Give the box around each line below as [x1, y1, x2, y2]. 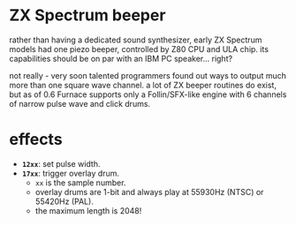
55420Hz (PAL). [34, 196, 95, 206]
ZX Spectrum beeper [9, 5, 166, 26]
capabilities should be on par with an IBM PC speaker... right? [9, 53, 232, 64]
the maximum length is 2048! [34, 205, 142, 216]
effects [9, 130, 64, 150]
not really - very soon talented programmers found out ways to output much [9, 70, 287, 80]
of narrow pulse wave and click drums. [9, 98, 151, 109]
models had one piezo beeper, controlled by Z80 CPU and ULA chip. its [9, 43, 269, 54]
